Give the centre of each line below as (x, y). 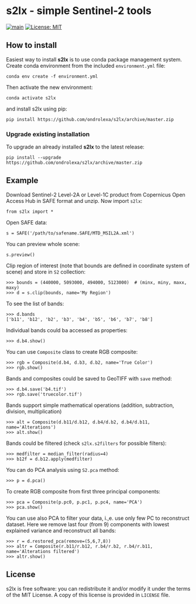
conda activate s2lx (31, 98)
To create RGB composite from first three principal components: (83, 491)
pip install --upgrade (34, 158)
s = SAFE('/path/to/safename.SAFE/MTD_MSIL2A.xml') (70, 233)
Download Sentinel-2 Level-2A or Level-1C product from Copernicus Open (96, 195)
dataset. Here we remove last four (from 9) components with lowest (88, 524)
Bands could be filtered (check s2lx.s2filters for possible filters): (86, 443)
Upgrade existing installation (48, 134)
